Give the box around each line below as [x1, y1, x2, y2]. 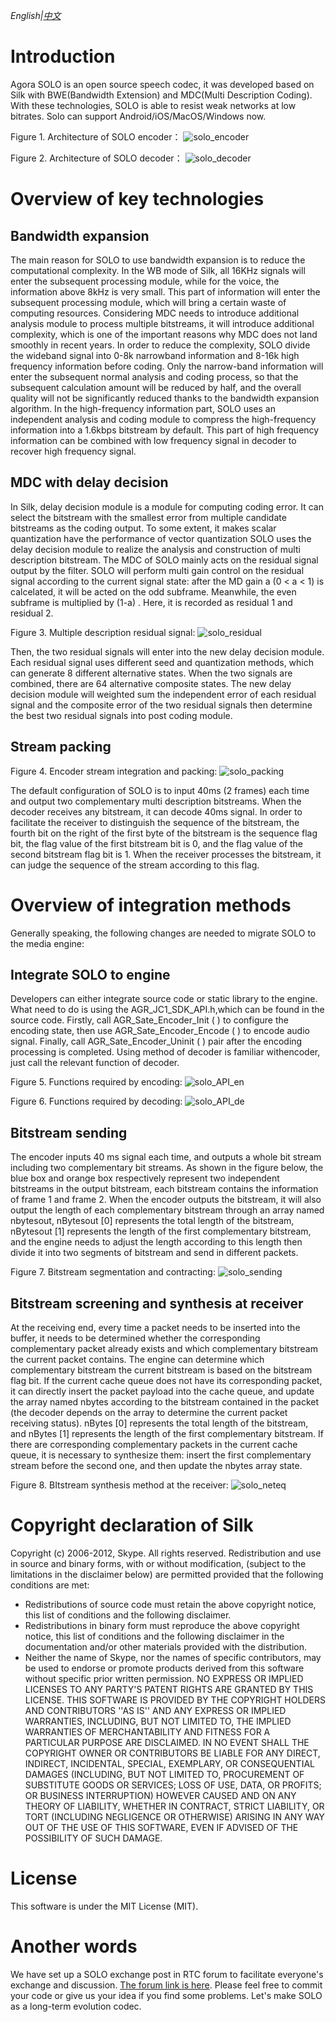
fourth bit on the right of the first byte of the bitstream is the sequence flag [10, 827, 318, 839]
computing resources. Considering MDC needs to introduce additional [10, 307, 300, 319]
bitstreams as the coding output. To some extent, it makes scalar [10, 522, 277, 534]
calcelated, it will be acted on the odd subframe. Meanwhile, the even [10, 585, 297, 598]
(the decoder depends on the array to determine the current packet [10, 1406, 288, 1418]
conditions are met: [10, 1579, 90, 1591]
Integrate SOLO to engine [10, 966, 171, 983]
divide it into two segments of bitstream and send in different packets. [10, 1247, 299, 1259]
